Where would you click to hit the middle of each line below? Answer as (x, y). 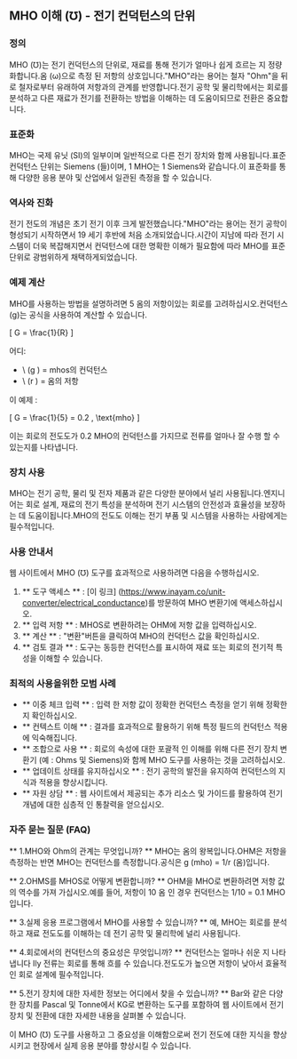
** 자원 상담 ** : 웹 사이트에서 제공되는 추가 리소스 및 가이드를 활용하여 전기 (152, 793)
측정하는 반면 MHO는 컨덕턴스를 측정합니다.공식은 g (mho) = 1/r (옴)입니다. (140, 862)
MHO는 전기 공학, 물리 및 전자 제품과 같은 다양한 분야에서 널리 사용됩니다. (137, 493)
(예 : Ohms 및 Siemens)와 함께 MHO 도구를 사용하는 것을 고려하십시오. (162, 760)
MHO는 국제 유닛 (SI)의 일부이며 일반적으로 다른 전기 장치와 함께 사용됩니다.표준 (148, 155)
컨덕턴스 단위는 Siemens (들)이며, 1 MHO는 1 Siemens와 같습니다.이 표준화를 (143, 166)
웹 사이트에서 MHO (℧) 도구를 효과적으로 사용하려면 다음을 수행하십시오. (134, 573)
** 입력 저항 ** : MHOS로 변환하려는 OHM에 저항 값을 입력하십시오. (139, 625)
